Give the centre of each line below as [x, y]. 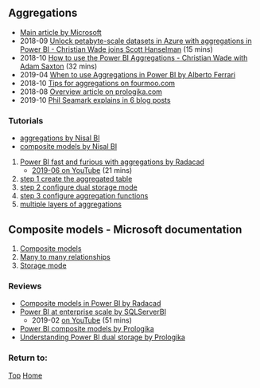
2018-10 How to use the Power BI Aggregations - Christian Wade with [134, 57]
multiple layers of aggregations [70, 204]
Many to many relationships [65, 257]
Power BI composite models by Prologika [87, 329]
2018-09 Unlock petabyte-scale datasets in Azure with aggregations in [136, 41]
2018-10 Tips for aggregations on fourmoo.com [97, 83]
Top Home [25, 375]
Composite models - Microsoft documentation [125, 229]
